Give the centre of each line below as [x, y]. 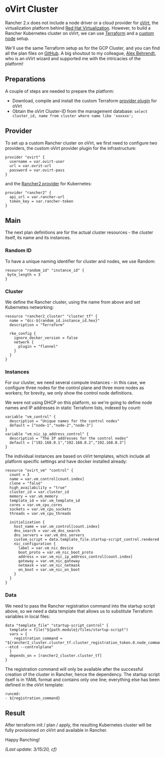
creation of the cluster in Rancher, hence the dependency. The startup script [82, 674]
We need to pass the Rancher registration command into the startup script [80, 606]
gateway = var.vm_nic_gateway [49, 561]
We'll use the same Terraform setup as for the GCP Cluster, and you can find [82, 48]
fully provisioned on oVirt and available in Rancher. [56, 730]
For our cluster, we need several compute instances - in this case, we [75, 383]
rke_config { [23, 333]
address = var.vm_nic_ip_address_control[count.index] [75, 557]
